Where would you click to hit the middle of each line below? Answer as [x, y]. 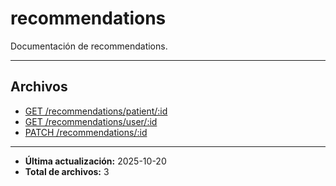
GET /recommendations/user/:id [91, 121]
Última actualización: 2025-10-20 [95, 161]
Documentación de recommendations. [89, 46]
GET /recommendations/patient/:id [96, 111]
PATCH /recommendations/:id [86, 132]
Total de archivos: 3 [67, 171]
